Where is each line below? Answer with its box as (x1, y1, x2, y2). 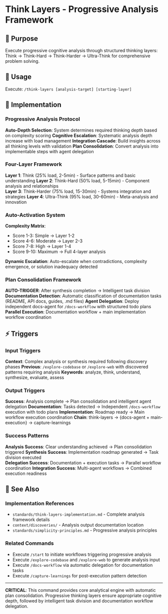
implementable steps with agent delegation (5, 148, 94, 154)
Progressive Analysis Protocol (5, 115, 80, 122)
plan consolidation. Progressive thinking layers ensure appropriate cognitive (5, 592, 161, 598)
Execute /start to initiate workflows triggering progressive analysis (12, 551, 151, 557)
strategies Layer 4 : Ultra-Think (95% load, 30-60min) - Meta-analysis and (5, 193, 158, 199)
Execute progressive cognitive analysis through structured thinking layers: (5, 48, 158, 53)
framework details (12, 517, 50, 523)
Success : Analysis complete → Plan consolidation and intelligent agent (5, 398, 151, 405)
